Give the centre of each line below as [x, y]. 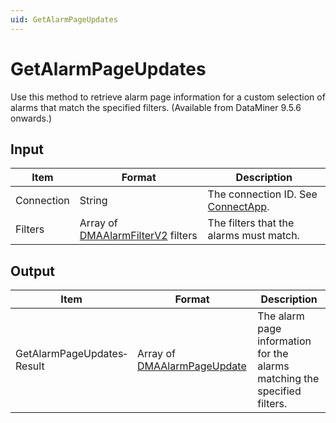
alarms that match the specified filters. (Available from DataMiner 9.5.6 [156, 107]
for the [273, 354]
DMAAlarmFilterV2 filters [138, 236]
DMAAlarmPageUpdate [192, 366]
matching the [288, 379]
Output [32, 271]
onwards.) [31, 118]
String [93, 201]
